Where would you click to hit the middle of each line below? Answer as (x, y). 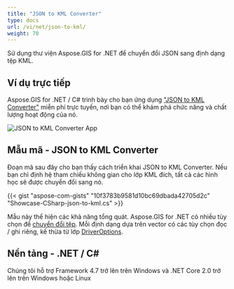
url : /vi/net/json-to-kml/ (47, 27)
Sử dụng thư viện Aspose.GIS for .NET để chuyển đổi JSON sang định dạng (116, 53)
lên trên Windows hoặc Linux (49, 278)
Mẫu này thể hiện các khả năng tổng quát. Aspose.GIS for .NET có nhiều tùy (117, 216)
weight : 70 (23, 33)
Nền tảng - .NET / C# (53, 254)
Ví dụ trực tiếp (39, 82)
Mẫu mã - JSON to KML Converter (83, 150)
